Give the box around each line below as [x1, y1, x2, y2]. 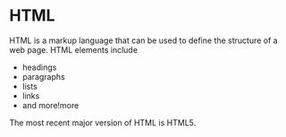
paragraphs [21, 71, 65, 81]
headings [21, 62, 57, 73]
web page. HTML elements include [9, 44, 139, 55]
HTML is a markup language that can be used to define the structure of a [9, 35, 279, 46]
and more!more [21, 99, 80, 110]
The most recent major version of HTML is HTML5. [9, 117, 197, 128]
